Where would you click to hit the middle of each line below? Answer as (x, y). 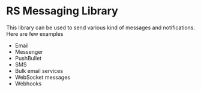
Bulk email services (39, 70)
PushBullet (28, 58)
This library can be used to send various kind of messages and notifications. (101, 27)
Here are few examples (35, 33)
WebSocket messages (43, 77)
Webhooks (28, 83)
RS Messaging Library (62, 11)
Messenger (29, 51)
